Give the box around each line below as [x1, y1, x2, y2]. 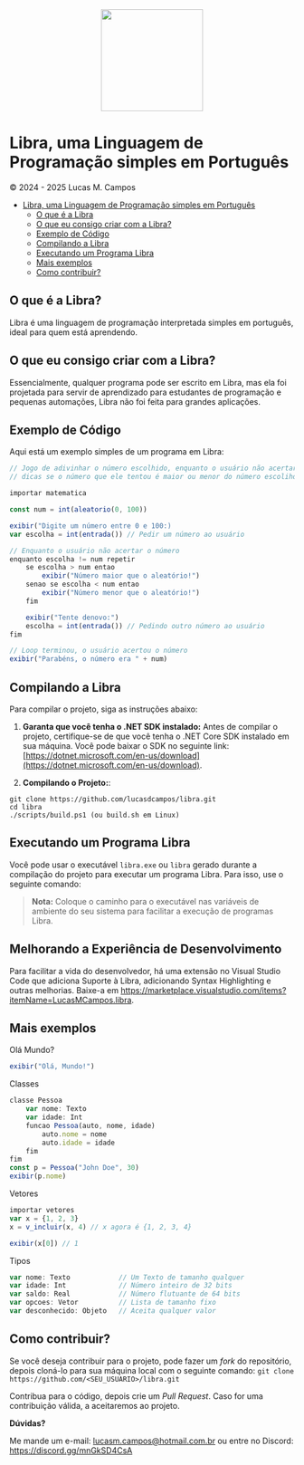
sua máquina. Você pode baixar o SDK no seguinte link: [22, 740, 230, 751]
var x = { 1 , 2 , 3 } [9, 1213, 79, 1223]
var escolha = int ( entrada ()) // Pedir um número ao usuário [9, 530, 245, 539]
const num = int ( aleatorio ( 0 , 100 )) [9, 505, 147, 514]
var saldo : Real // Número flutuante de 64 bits [9, 1289, 242, 1298]
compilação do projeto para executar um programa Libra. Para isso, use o [9, 868, 284, 879]
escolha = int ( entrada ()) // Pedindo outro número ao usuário [25, 621, 265, 630]
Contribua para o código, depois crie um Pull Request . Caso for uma [9, 1390, 264, 1402]
